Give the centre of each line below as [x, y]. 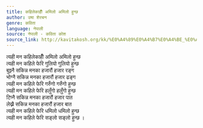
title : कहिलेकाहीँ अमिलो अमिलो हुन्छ [42, 12]
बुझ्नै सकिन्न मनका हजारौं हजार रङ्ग [40, 70]
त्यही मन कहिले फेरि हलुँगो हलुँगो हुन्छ [41, 90]
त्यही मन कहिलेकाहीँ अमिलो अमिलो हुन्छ [43, 57]
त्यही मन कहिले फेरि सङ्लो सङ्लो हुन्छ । [46, 117]
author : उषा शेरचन [27, 17]
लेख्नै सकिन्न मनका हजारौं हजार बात [39, 104]
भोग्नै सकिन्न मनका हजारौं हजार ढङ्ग [41, 77]
